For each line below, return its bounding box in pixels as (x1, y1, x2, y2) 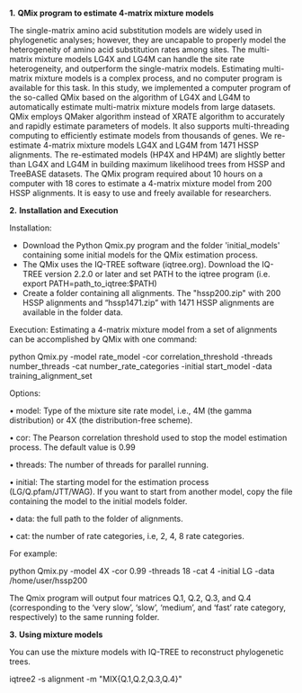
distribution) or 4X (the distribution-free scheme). (9, 415, 193, 426)
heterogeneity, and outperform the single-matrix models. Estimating (9, 63, 261, 74)
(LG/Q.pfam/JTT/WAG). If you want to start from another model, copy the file (9, 486, 293, 497)
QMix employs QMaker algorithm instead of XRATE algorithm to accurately (9, 112, 286, 121)
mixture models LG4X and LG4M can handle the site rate (34, 54, 245, 64)
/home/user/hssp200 (9, 575, 88, 586)
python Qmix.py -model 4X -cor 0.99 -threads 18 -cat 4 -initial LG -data (9, 566, 275, 576)
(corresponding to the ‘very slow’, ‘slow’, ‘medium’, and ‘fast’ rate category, (9, 602, 286, 613)
